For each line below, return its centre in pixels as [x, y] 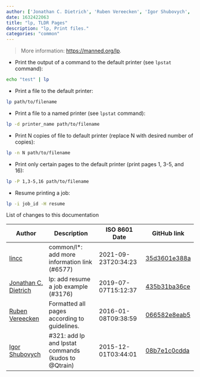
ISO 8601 [119, 230]
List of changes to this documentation [53, 215]
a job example [68, 286]
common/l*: [65, 247]
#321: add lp [67, 336]
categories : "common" [33, 34]
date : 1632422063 [28, 17]
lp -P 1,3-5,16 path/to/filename [48, 181]
